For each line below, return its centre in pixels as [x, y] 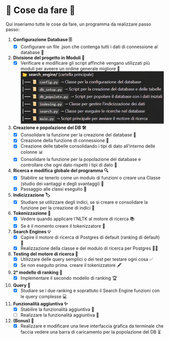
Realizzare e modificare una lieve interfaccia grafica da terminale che [92, 326]
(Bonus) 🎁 [23, 321]
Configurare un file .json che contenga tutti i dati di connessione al [89, 47]
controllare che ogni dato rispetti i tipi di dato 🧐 [69, 165]
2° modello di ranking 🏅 [38, 272]
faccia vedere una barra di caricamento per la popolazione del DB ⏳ [91, 332]
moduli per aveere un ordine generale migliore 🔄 [70, 69]
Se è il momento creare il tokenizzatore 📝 [63, 226]
